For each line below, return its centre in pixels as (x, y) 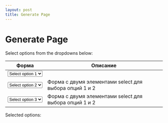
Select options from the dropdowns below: (49, 53)
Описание (104, 66)
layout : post (19, 10)
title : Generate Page (28, 15)
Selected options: (23, 115)
